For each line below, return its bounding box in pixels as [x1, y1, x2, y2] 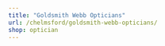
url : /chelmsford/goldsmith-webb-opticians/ [8, 19, 158, 27]
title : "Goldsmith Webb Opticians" [8, 11, 126, 19]
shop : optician [8, 26, 59, 34]
